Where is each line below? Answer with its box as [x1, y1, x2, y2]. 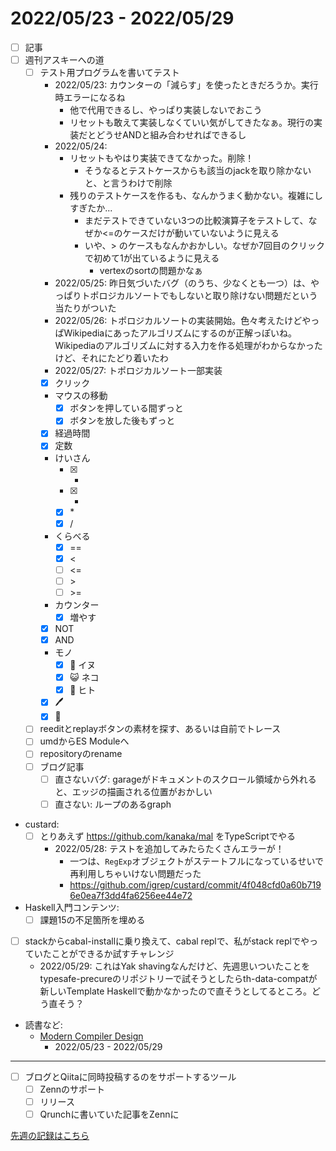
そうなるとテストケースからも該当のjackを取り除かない [84, 165, 312, 177]
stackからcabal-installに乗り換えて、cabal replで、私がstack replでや [24, 935, 310, 947]
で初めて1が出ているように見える [84, 252, 220, 264]
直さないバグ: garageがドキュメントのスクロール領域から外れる [54, 773, 317, 785]
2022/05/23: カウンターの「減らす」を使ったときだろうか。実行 [54, 79, 319, 91]
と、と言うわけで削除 [84, 177, 173, 189]
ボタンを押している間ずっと [69, 402, 184, 414]
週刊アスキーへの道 [24, 54, 105, 66]
